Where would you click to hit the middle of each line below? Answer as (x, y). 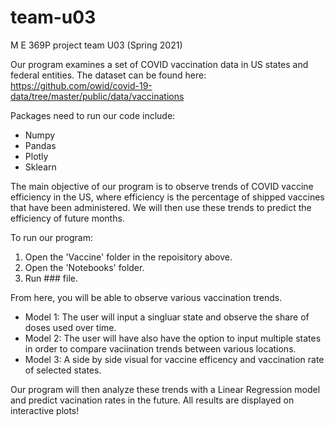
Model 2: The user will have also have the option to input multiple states (173, 338)
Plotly (36, 156)
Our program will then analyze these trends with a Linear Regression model (165, 389)
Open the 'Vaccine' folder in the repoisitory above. (128, 257)
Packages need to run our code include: (93, 115)
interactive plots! (45, 410)
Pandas (40, 145)
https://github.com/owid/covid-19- (81, 85)
